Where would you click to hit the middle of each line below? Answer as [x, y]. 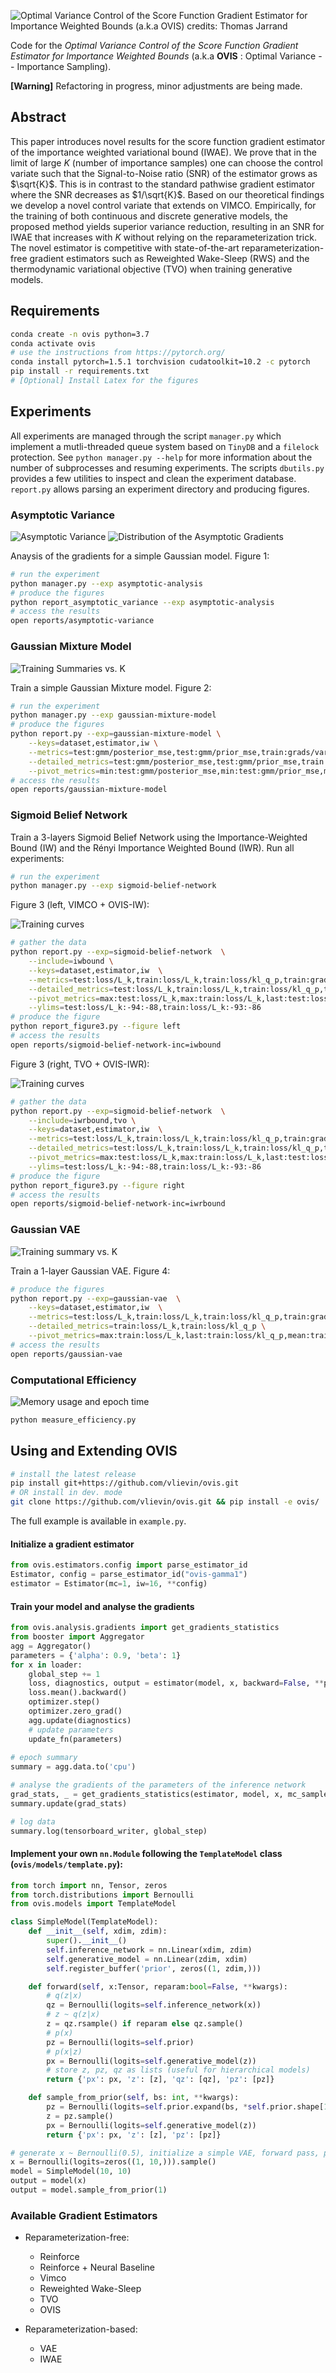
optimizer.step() [64, 1702]
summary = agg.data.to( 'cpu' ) [73, 1767]
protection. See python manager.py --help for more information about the [161, 457]
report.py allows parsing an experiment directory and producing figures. [160, 489]
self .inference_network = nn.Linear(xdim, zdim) [149, 1950]
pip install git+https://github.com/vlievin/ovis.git [125, 1483]
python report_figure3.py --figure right [98, 1185]
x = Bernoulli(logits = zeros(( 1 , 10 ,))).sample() [113, 2162]
